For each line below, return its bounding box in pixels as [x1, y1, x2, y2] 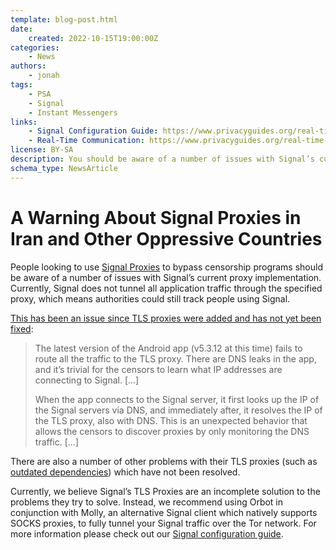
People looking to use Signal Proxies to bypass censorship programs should [10, 261, 323, 273]
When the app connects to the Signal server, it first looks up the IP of [34, 393, 320, 405]
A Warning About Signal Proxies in [10, 206, 302, 229]
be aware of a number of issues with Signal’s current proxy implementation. [10, 271, 322, 283]
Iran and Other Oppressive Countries [10, 227, 323, 250]
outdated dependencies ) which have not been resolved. [10, 466, 241, 478]
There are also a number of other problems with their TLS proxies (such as [10, 455, 318, 467]
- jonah [28, 71, 60, 81]
